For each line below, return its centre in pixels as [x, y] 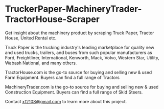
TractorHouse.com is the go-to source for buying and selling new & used [79, 72]
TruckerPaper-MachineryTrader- [73, 9]
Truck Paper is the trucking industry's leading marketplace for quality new [80, 47]
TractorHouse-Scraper [52, 19]
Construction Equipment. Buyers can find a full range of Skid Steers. [74, 92]
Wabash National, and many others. [41, 63]
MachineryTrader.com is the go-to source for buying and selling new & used [82, 87]
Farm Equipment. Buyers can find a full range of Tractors [62, 77]
